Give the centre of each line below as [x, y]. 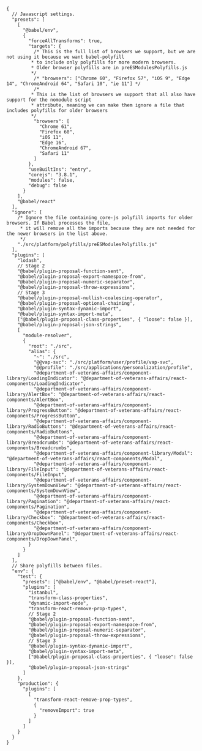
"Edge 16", [53, 143]
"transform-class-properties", [68, 598]
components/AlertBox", [35, 400]
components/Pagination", [38, 507]
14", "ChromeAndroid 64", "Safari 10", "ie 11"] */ [73, 84]
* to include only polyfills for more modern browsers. [103, 62]
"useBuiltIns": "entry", [60, 170]
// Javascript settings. [43, 14]
